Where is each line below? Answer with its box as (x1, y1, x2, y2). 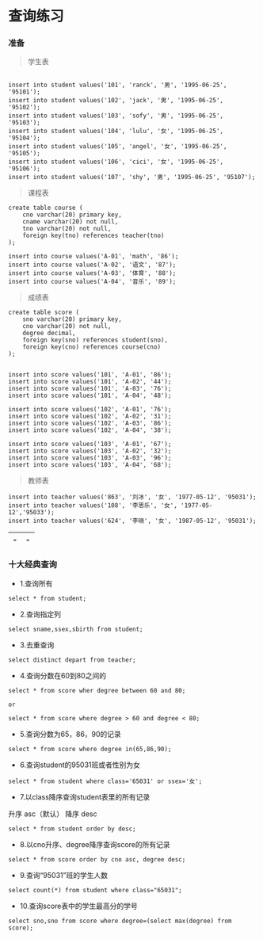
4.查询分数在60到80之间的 (19, 670, 107, 680)
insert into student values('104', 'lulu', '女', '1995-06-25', (8, 128, 224, 136)
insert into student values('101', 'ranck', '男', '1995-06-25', (8, 81, 227, 90)
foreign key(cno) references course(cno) (22, 343, 161, 351)
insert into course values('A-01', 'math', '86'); (8, 253, 179, 261)
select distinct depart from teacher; (8, 655, 136, 664)
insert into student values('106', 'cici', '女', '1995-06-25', (8, 158, 224, 166)
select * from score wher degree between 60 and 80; (8, 686, 186, 694)
